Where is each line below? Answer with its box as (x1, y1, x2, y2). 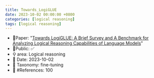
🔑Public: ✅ (12, 45, 35, 51)
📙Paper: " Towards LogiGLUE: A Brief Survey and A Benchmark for (12, 35, 149, 41)
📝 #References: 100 (12, 67, 53, 73)
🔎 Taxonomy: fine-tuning (12, 62, 63, 68)
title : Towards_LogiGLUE (5, 7, 57, 12)
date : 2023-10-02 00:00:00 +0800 (5, 12, 75, 17)
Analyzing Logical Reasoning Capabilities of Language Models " (12, 40, 143, 46)
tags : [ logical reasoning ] (5, 21, 61, 26)
